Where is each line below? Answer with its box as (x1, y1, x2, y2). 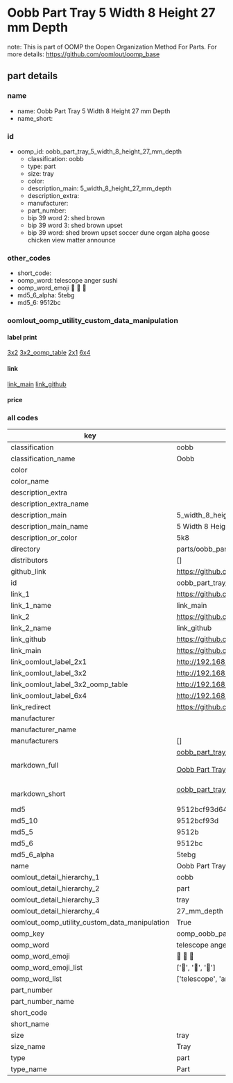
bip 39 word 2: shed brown (27, 213, 105, 222)
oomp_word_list (10, 974, 62, 984)
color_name (10, 477, 49, 486)
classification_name (10, 454, 76, 463)
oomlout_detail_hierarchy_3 (10, 895, 100, 904)
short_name (10, 1019, 50, 1029)
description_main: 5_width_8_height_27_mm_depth (27, 184, 172, 192)
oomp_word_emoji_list (10, 963, 83, 973)
